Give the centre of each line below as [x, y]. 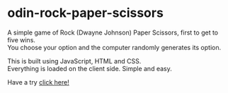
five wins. [21, 39]
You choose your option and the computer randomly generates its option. [114, 47]
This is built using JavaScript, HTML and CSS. [74, 61]
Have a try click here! [38, 82]
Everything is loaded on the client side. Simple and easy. [90, 68]
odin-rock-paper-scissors [86, 13]
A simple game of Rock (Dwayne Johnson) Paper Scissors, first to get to [113, 32]
